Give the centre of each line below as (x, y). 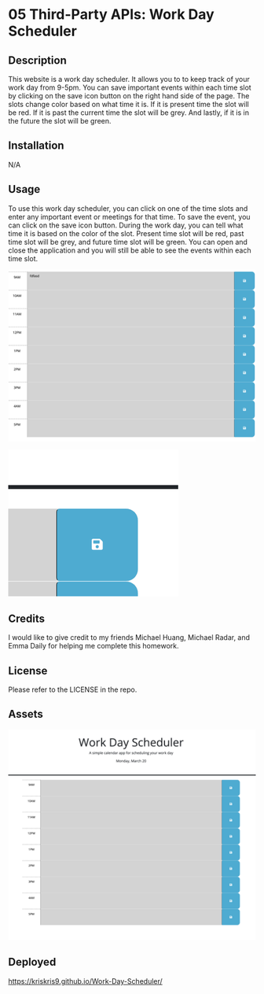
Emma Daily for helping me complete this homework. (93, 646)
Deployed (32, 962)
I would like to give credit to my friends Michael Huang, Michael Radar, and (129, 637)
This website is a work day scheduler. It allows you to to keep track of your (129, 79)
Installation (36, 146)
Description (37, 60)
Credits (27, 618)
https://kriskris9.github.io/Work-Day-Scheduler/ (85, 981)
